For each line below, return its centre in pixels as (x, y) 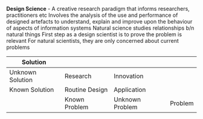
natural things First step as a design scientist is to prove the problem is (94, 34)
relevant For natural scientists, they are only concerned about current (93, 41)
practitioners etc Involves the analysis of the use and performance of (92, 15)
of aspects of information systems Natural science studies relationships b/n (100, 28)
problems (18, 47)
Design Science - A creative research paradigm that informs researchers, (98, 9)
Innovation (129, 76)
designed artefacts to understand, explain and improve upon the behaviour (99, 21)
